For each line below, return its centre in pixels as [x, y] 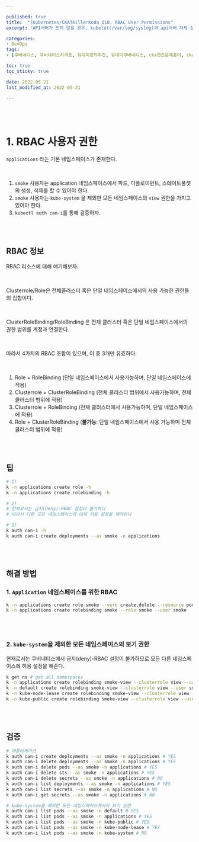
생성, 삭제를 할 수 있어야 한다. [55, 191]
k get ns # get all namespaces [45, 677]
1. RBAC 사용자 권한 [52, 141]
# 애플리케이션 [21, 751]
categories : [21, 39]
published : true [26, 17]
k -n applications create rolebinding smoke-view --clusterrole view [94, 683]
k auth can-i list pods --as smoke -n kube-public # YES [78, 822]
